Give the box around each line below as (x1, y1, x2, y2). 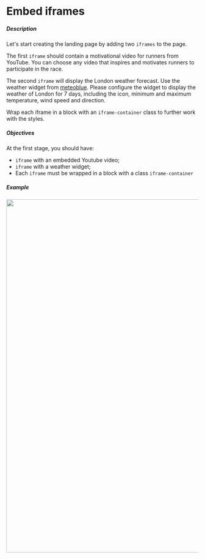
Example (6, 183, 29, 191)
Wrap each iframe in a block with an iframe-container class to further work (6, 108, 196, 116)
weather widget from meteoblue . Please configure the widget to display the (6, 84, 196, 91)
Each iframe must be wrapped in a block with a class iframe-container (15, 170, 194, 177)
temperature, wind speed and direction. (6, 97, 106, 104)
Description (6, 25, 37, 32)
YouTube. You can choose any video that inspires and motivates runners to (6, 59, 195, 66)
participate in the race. (6, 66, 63, 73)
